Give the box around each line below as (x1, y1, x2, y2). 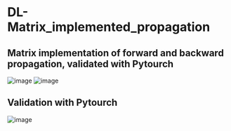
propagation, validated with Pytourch (7, 57, 174, 70)
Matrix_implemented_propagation (7, 19, 211, 35)
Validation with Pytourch (7, 97, 118, 109)
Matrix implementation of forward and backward (7, 47, 225, 59)
